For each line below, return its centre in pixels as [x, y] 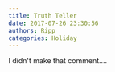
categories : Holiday [43, 38]
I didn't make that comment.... [58, 61]
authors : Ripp [32, 30]
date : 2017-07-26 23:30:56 [53, 23]
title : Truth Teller [43, 16]
